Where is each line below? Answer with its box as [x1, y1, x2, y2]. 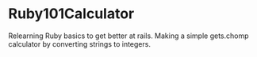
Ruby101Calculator [8, 5, 135, 23]
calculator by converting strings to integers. [8, 39, 151, 48]
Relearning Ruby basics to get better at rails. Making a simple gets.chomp [8, 31, 249, 40]
